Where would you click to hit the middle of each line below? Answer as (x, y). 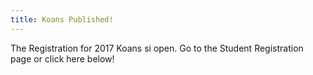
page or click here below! (62, 58)
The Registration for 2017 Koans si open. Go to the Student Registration (157, 48)
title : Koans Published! (62, 19)
